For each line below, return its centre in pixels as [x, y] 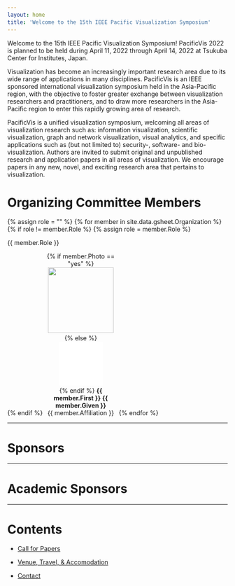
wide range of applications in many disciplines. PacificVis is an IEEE [105, 79]
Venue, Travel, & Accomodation [63, 562]
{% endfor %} [138, 413]
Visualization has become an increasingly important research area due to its [116, 71]
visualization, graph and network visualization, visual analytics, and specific [116, 137]
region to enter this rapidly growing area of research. [105, 109]
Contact [29, 576]
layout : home [26, 15]
